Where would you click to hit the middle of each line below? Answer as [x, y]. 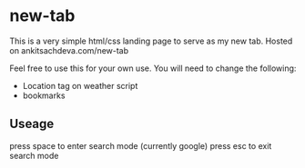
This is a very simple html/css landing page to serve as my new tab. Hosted [151, 41]
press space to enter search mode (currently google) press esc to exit [141, 145]
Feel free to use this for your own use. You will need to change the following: [153, 68]
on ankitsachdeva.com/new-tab [69, 50]
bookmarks [44, 95]
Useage [32, 124]
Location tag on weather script [80, 85]
